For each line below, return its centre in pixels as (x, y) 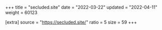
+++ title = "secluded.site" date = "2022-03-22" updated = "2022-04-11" (81, 7)
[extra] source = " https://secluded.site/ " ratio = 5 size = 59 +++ (71, 22)
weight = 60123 (21, 12)
